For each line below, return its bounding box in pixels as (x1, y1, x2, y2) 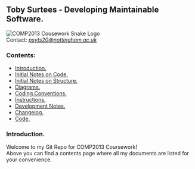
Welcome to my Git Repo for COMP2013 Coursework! (6, 143, 138, 151)
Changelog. (14, 109, 44, 116)
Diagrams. (14, 83, 41, 91)
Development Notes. (14, 102, 66, 109)
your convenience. (6, 156, 52, 163)
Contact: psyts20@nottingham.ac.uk (6, 36, 97, 43)
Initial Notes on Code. (14, 71, 69, 78)
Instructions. (14, 96, 46, 104)
